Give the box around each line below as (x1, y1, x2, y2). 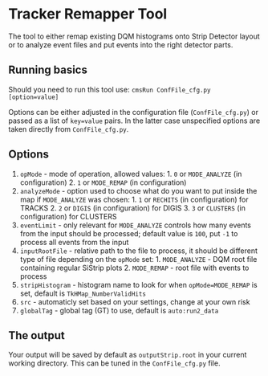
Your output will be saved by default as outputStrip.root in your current (8, 350, 247, 360)
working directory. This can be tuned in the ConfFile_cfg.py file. (8, 358, 221, 368)
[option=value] (8, 93, 59, 101)
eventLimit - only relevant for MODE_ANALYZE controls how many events (19, 220, 251, 230)
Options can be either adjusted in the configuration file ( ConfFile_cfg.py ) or (8, 107, 259, 116)
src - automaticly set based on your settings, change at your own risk (19, 296, 250, 306)
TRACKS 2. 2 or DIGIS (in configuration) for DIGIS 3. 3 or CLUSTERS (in (19, 202, 246, 213)
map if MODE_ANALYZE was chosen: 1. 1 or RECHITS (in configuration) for (19, 194, 249, 204)
